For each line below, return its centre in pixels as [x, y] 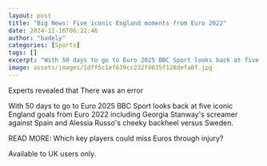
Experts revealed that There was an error [76, 90]
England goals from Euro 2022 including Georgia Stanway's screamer [123, 114]
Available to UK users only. [52, 153]
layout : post [30, 16]
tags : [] [23, 53]
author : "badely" [37, 38]
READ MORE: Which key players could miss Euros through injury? [116, 138]
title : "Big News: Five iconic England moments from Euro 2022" [118, 23]
